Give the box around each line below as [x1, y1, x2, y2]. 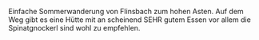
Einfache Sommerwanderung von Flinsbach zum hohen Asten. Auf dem [8, 7, 244, 16]
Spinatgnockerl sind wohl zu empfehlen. [8, 24, 141, 32]
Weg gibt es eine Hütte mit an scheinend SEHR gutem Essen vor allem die [8, 15, 252, 24]
